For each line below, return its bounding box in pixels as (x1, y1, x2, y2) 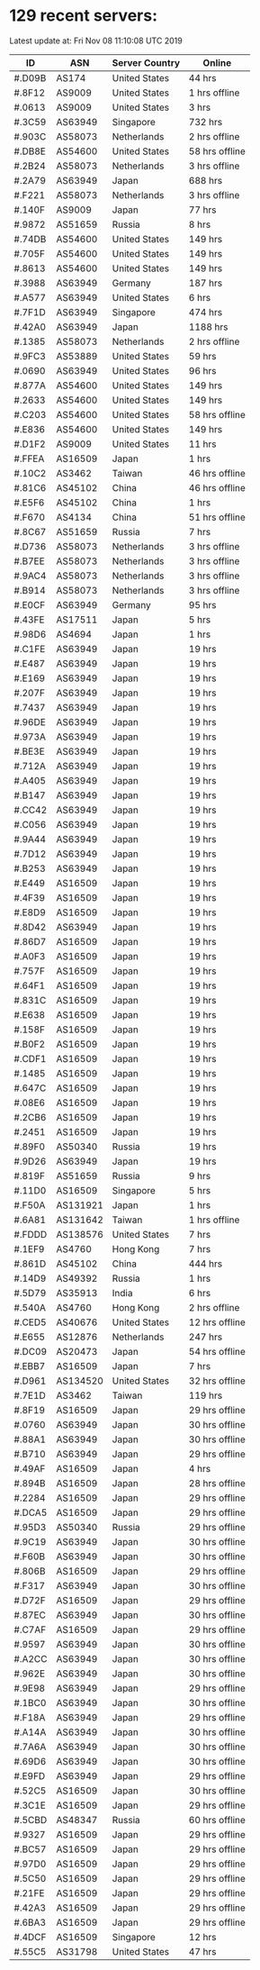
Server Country (112, 56, 181, 68)
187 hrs (188, 277, 223, 289)
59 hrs (188, 350, 218, 362)
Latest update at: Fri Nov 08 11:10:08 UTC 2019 (9, 35, 183, 46)
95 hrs (188, 598, 218, 611)
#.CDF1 (13, 1052, 47, 1065)
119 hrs (188, 1389, 223, 1402)
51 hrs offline (188, 511, 246, 523)
